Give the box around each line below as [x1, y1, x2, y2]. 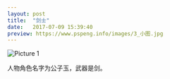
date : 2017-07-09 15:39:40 [7, 23, 93, 30]
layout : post [7, 10, 46, 18]
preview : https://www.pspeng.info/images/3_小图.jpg [7, 30, 164, 37]
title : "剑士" [7, 17, 50, 24]
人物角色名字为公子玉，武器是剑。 [7, 64, 107, 73]
